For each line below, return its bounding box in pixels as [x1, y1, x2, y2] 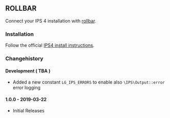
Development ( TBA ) [5, 68, 51, 74]
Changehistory [5, 55, 44, 62]
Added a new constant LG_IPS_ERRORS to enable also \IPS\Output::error [12, 79, 165, 85]
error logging [12, 85, 41, 91]
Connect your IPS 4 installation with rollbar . [5, 17, 96, 24]
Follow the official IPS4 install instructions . [5, 42, 95, 48]
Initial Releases [12, 108, 45, 114]
